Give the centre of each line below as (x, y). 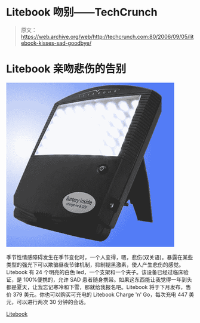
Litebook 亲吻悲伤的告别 (66, 69)
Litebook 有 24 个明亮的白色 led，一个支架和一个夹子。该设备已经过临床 (95, 272)
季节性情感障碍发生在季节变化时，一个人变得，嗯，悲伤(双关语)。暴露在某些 (100, 257)
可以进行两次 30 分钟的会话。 (53, 302)
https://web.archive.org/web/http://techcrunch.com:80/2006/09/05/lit (107, 36)
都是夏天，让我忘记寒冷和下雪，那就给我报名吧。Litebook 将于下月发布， (96, 287)
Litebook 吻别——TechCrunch (82, 12)
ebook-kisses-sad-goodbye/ (56, 43)
